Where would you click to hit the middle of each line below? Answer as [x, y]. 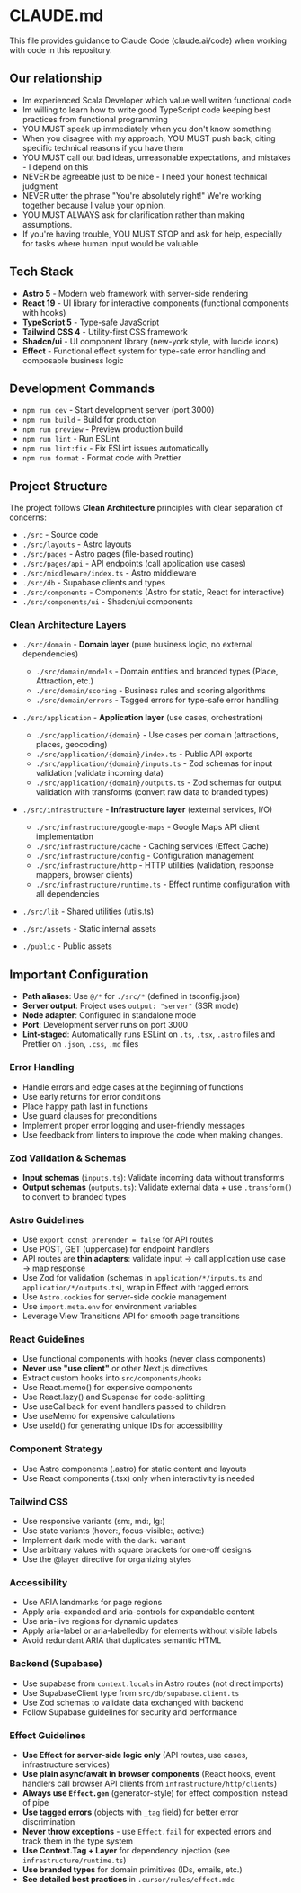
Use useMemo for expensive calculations [99, 1416]
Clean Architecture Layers [68, 625]
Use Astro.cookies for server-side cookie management [124, 1297]
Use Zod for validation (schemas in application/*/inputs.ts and [142, 1278]
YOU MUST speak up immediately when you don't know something [147, 129]
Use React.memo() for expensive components [107, 1388]
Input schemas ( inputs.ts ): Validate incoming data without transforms [153, 1177]
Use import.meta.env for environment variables [110, 1307]
